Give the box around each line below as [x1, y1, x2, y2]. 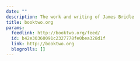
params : [6, 24, 25, 31]
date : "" [6, 8, 27, 15]
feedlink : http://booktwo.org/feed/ [11, 30, 100, 36]
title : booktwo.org [6, 19, 54, 25]
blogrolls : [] [11, 46, 45, 52]
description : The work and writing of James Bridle [6, 14, 134, 20]
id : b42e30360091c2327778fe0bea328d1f [11, 35, 106, 41]
